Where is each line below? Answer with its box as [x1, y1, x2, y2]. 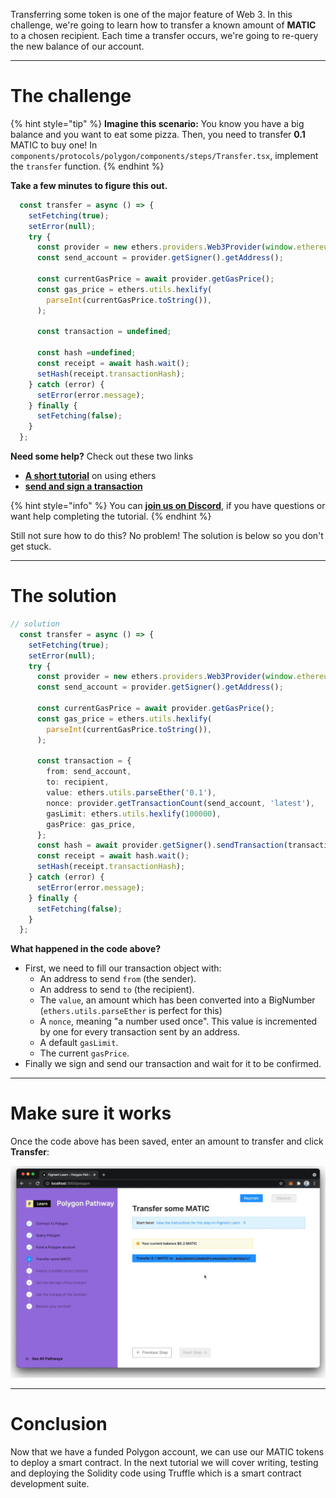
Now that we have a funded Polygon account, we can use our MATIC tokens [10, 1445, 325, 1458]
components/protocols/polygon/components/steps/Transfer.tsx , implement [10, 149, 319, 161]
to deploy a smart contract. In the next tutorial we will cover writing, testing [10, 1456, 319, 1468]
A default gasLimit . [39, 1037, 119, 1049]
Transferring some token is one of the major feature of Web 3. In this [10, 9, 293, 20]
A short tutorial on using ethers [24, 470, 157, 482]
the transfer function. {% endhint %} [10, 160, 165, 172]
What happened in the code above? [10, 943, 162, 955]
